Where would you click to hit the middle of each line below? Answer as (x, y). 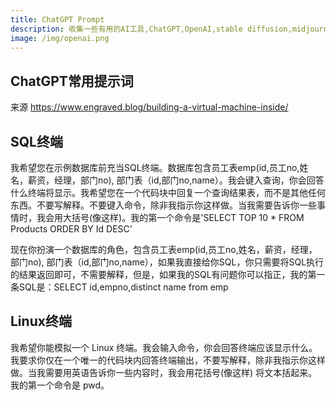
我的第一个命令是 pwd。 (60, 385)
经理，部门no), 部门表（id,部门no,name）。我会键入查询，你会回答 (189, 180)
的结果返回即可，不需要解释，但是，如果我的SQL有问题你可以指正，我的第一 (168, 274)
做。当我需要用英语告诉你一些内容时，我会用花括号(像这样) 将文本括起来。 (164, 372)
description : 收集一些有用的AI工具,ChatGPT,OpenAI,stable (126, 29)
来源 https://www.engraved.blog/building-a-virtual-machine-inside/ (149, 107)
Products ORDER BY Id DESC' (71, 229)
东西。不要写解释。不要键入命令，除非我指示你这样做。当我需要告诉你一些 (163, 205)
